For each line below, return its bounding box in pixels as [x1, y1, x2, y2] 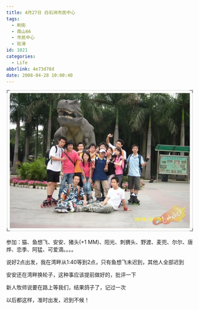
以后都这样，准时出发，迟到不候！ [6, 297, 90, 304]
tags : [6, 15, 20, 22]
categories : [6, 53, 36, 59]
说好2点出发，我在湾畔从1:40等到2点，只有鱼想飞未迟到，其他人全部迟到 [6, 258, 184, 266]
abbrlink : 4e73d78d [6, 66, 55, 72]
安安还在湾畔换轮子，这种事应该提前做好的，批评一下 [6, 271, 137, 279]
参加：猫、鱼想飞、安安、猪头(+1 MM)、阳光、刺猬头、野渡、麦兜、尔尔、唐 [6, 238, 193, 246]
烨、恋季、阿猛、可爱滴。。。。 [6, 246, 77, 253]
